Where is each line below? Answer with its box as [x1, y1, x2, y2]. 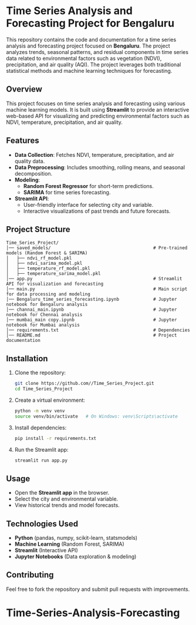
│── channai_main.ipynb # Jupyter [6, 307, 177, 312]
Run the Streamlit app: [14, 446, 69, 453]
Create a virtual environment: [14, 396, 85, 404]
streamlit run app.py [14, 457, 67, 463]
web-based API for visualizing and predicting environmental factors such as [6, 112, 190, 119]
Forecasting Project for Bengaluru [6, 16, 175, 30]
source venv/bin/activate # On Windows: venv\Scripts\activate [14, 413, 178, 419]
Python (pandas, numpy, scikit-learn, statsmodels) [14, 535, 138, 542]
